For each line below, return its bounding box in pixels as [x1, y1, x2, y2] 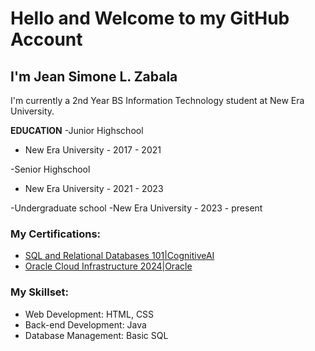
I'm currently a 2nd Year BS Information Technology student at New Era [10, 95, 305, 106]
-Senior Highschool [10, 163, 91, 175]
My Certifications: [10, 227, 102, 241]
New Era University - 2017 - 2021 [24, 144, 162, 156]
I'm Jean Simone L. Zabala [10, 68, 178, 85]
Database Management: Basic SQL [24, 329, 169, 341]
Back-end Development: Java [24, 318, 147, 331]
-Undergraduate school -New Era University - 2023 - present [10, 202, 263, 214]
